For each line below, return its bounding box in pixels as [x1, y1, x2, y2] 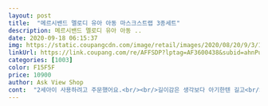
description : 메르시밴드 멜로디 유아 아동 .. [8, 26, 142, 34]
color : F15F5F [8, 64, 56, 72]
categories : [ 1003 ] [8, 57, 73, 65]
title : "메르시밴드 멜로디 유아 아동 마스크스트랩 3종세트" [8, 19, 181, 27]
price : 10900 [8, 71, 52, 79]
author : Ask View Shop [8, 78, 84, 86]
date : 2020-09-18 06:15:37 [8, 33, 98, 42]
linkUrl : [8, 49, 37, 57]
